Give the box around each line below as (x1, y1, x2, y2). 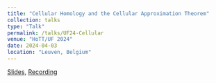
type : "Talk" (7, 23, 45, 30)
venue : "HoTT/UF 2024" (7, 36, 73, 43)
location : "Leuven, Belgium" (7, 49, 92, 56)
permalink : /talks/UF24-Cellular (7, 29, 104, 37)
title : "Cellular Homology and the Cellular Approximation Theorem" (7, 10, 210, 17)
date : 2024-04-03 (7, 42, 58, 49)
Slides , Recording (7, 67, 58, 76)
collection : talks (7, 17, 60, 24)
